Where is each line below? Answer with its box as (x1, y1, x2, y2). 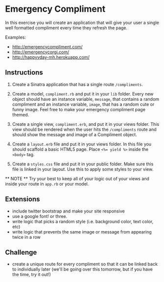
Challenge (5, 248, 37, 257)
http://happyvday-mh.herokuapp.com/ (12, 54, 90, 60)
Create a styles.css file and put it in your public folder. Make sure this (12, 161, 154, 167)
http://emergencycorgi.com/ (12, 49, 70, 55)
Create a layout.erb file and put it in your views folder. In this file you (12, 141, 152, 147)
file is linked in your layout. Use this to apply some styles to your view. (12, 166, 154, 172)
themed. (12, 112, 29, 117)
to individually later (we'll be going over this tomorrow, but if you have (12, 266, 153, 272)
